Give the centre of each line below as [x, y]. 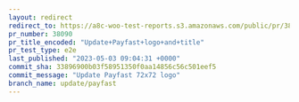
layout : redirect [41, 17]
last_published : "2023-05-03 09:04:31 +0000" [94, 59]
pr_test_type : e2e [42, 51]
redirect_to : [33, 26]
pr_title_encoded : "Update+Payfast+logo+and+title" [106, 42]
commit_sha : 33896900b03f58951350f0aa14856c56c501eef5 [112, 67]
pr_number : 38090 [41, 34]
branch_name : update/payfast [62, 83]
